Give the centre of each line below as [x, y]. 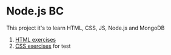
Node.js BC [35, 11]
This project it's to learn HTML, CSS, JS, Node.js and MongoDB [85, 28]
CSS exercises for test [43, 46]
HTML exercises [35, 39]
